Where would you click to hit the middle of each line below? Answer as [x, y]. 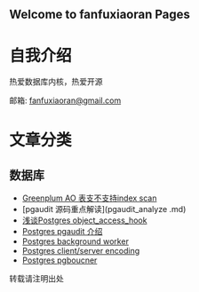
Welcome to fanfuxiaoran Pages [100, 15]
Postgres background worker [75, 241]
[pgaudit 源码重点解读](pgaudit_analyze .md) [104, 209]
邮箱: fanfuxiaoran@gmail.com [65, 100]
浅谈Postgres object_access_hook [84, 220]
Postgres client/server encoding [81, 251]
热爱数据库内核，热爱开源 [56, 82]
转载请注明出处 [36, 279]
